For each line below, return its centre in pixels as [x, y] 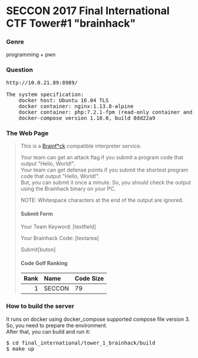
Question [20, 70]
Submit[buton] [38, 249]
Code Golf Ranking [44, 263]
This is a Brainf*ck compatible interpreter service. [81, 146]
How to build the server [40, 306]
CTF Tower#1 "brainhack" [71, 23]
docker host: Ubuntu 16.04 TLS [64, 100]
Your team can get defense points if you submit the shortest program [104, 170]
